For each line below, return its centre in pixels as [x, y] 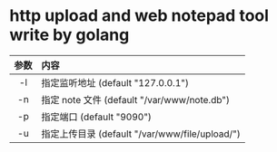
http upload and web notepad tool [139, 16]
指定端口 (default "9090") [97, 117]
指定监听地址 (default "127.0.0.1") [115, 82]
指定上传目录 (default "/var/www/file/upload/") [141, 134]
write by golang [69, 35]
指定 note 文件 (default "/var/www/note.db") [135, 100]
